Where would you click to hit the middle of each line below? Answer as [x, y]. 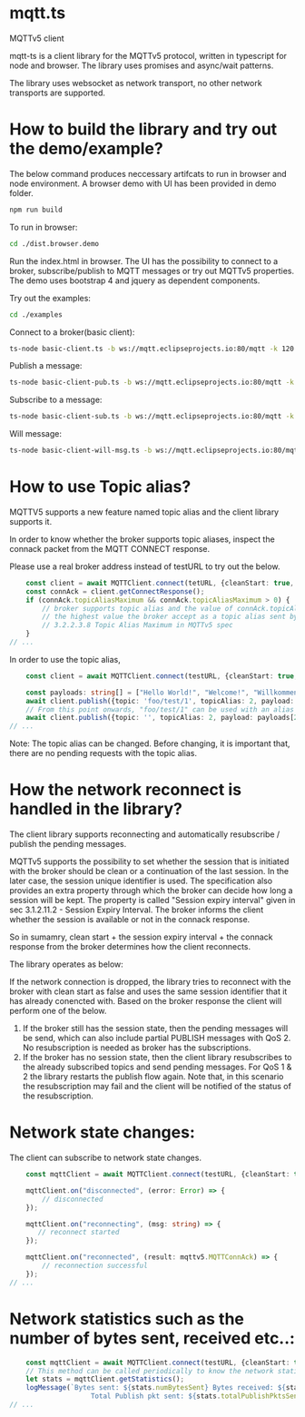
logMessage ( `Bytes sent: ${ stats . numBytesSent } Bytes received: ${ [156, 1388]
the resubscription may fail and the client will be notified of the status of [157, 1087]
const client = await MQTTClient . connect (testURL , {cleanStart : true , [162, 676]
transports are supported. [58, 93]
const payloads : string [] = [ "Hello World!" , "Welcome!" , [138, 693]
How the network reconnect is [126, 790]
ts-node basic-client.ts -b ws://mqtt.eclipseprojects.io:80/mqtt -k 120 [152, 349]
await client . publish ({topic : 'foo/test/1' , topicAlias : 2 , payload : [160, 701]
